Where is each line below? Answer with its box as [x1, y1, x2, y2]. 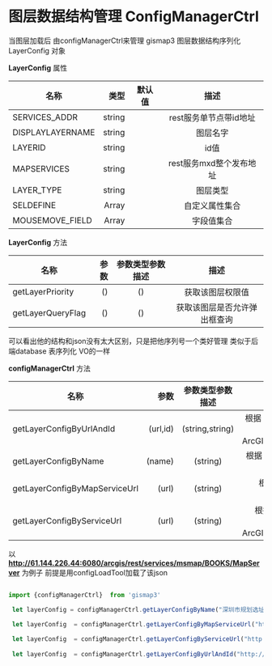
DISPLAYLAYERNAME [12, 126, 96, 138]
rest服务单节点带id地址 [168, 112, 256, 123]
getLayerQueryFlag [12, 307, 87, 318]
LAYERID [12, 142, 46, 153]
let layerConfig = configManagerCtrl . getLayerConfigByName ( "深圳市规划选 [11, 605, 259, 613]
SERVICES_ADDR [12, 111, 79, 122]
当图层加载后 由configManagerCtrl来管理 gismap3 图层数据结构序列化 [8, 36, 241, 45]
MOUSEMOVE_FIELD [12, 214, 93, 226]
